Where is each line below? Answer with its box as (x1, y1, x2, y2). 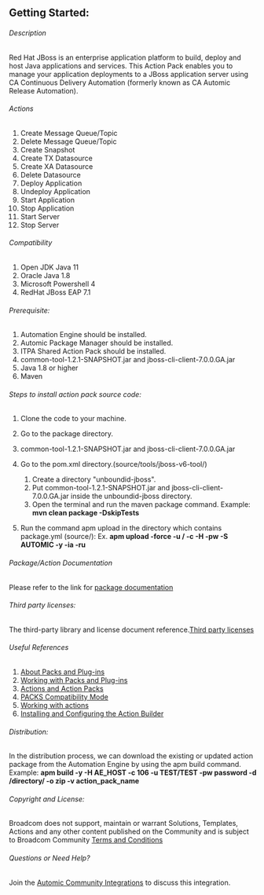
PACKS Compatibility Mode (20, 692, 108, 702)
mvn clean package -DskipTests (31, 508, 140, 518)
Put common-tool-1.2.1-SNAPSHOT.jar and (31, 483, 170, 493)
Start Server (20, 211, 60, 221)
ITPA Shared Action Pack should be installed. (20, 347, 167, 356)
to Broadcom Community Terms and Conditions (9, 835, 163, 845)
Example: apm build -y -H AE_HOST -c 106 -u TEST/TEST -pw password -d (9, 768, 257, 777)
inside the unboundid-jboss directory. (70, 491, 192, 501)
